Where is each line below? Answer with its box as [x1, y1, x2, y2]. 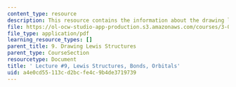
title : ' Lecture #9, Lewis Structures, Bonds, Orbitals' [7, 62, 181, 69]
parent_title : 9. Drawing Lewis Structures [7, 43, 137, 50]
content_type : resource [7, 10, 77, 18]
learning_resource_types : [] [7, 36, 93, 43]
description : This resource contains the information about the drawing [7, 17, 225, 24]
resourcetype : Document [7, 56, 77, 63]
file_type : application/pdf [7, 29, 90, 37]
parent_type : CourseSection [7, 50, 90, 57]
